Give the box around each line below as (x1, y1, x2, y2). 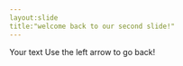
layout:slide (9, 13, 59, 23)
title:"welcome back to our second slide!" (9, 22, 176, 31)
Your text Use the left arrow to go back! (9, 46, 156, 57)
